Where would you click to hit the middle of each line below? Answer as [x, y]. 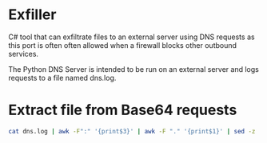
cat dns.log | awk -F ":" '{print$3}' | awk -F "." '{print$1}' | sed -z [132, 131]
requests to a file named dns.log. [62, 77]
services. [23, 54]
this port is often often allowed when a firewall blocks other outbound [123, 45]
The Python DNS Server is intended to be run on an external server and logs [134, 69]
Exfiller [32, 15]
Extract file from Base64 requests [123, 110]
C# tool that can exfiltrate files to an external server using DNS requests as [132, 37]
